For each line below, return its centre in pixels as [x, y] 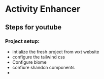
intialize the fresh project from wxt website [56, 52]
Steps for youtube [33, 27]
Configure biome [29, 62]
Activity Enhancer [43, 9]
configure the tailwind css [38, 57]
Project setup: [22, 41]
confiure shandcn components [43, 67]
